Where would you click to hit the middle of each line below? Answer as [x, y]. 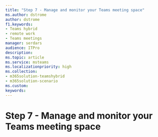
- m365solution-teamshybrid [35, 76]
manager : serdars [24, 43]
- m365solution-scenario [32, 81]
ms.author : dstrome [26, 15]
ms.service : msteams [27, 62]
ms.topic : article [25, 57]
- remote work [20, 34]
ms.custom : [17, 86]
